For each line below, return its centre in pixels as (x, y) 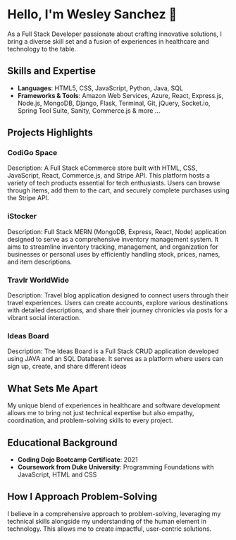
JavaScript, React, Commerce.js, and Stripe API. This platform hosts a (108, 176)
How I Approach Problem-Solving (82, 497)
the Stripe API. (28, 198)
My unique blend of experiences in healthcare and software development (114, 405)
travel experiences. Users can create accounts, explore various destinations (118, 303)
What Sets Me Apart (53, 388)
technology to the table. (42, 49)
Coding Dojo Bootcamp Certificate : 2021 (77, 459)
